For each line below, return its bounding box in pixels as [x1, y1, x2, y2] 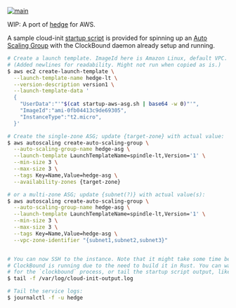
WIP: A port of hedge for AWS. [7, 20, 96, 28]
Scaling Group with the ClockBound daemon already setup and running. [7, 41, 216, 49]
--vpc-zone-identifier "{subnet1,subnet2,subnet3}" [13, 236, 169, 243]
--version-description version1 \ [13, 81, 114, 88]
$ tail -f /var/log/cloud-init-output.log [7, 275, 133, 282]
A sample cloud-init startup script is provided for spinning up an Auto [7, 34, 207, 42]
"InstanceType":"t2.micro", [20, 113, 102, 121]
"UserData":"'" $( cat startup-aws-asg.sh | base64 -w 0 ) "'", [20, 100, 199, 108]
